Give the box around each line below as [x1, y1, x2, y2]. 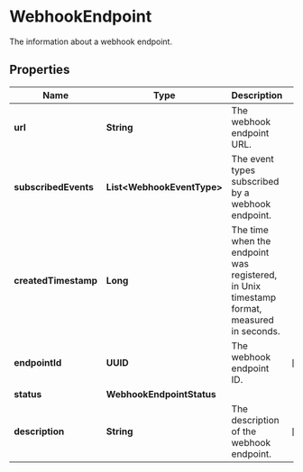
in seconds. [231, 324, 280, 337]
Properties [9, 62, 70, 77]
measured [231, 313, 275, 326]
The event [231, 152, 274, 165]
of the [231, 425, 257, 438]
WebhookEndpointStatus [106, 387, 216, 400]
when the [231, 234, 271, 247]
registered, [231, 268, 278, 281]
